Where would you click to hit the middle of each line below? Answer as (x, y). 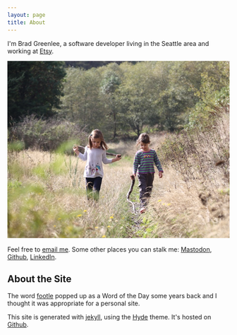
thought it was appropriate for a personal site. (74, 303)
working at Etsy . (31, 51)
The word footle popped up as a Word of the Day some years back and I (112, 296)
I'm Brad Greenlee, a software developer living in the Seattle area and (108, 43)
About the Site (39, 279)
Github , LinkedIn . (32, 257)
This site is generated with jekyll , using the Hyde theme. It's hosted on (109, 317)
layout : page (26, 15)
